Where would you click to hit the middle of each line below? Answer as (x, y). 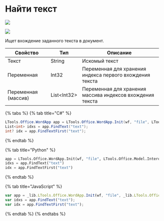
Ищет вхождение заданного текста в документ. (54, 40)
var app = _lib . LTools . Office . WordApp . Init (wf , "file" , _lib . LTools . (77, 196)
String (58, 61)
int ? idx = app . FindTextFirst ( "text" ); (46, 131)
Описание (119, 53)
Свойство (27, 53)
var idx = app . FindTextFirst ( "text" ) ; (44, 204)
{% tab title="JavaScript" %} (34, 186)
